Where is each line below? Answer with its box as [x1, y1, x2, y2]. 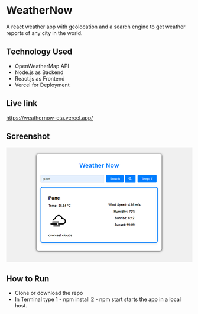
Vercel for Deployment [14, 81, 70, 88]
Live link [6, 98, 37, 108]
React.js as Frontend [14, 75, 65, 82]
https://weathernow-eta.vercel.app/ [6, 114, 93, 121]
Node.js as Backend [14, 69, 64, 76]
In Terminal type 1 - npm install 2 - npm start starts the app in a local [14, 296, 181, 303]
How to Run [6, 274, 50, 284]
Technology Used [6, 47, 73, 57]
